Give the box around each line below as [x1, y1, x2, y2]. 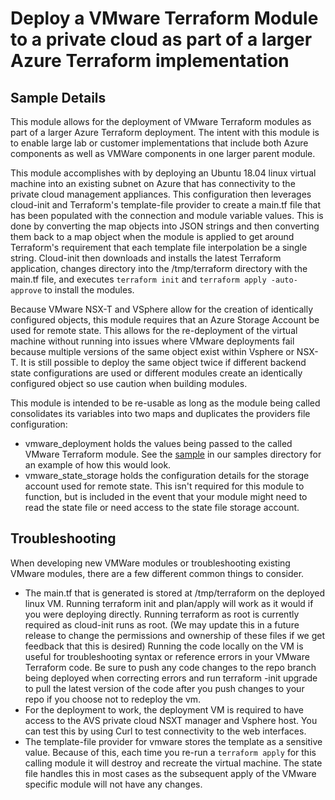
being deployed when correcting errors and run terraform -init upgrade [24, 672, 318, 684]
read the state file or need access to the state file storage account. [24, 502, 300, 513]
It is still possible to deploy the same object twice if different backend [20, 357, 307, 368]
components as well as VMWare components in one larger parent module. [10, 148, 316, 159]
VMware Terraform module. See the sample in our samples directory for [24, 448, 322, 460]
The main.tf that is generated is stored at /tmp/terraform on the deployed [24, 587, 326, 599]
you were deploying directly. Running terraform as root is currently [24, 608, 300, 620]
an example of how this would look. [24, 459, 172, 471]
